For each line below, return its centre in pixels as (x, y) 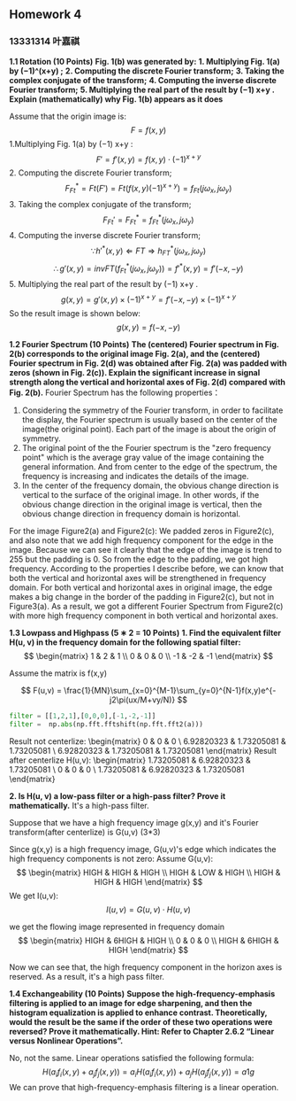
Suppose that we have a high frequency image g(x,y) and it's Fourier (134, 822)
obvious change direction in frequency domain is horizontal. (131, 514)
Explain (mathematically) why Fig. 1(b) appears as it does (116, 99)
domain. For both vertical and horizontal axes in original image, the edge (141, 587)
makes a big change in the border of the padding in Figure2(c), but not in (142, 596)
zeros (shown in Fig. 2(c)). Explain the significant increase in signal (135, 372)
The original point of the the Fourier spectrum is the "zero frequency (146, 447)
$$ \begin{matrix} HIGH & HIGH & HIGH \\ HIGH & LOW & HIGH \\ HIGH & (148, 872)
